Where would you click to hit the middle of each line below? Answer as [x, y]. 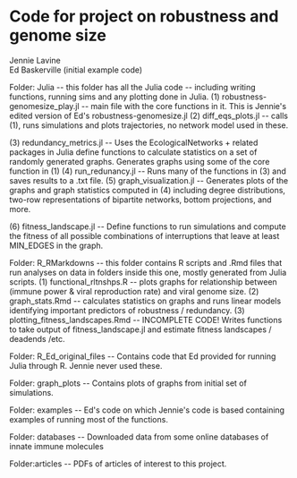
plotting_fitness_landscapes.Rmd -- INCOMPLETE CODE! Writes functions [146, 320]
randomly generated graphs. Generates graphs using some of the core [140, 161]
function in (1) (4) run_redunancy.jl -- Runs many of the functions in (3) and [148, 171]
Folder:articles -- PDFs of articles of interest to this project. [118, 464]
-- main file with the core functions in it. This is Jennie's [184, 106]
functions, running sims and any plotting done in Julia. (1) [115, 97]
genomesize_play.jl [44, 106]
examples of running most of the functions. [89, 419]
